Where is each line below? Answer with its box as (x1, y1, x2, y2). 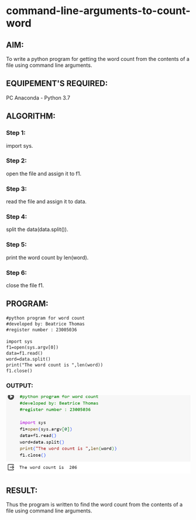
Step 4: (6, 213, 27, 221)
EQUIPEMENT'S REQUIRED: (6, 79, 108, 89)
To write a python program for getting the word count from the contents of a (6, 56, 190, 62)
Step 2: (6, 157, 27, 165)
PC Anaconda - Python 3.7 (6, 94, 70, 101)
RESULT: (6, 485, 38, 495)
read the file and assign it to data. (6, 198, 87, 205)
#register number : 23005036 (6, 327, 77, 332)
